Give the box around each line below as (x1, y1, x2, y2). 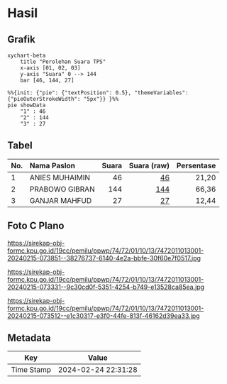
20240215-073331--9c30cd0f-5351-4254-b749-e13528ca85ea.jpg (7, 282, 204, 291)
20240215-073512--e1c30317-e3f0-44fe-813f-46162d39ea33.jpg (7, 311, 200, 320)
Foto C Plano (7, 220, 65, 232)
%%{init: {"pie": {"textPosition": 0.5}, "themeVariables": (7, 89, 189, 97)
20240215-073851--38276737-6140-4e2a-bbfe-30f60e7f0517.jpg (7, 253, 201, 262)
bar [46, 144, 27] (20, 77, 74, 84)
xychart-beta (7, 52, 46, 59)
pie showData (7, 102, 46, 109)
